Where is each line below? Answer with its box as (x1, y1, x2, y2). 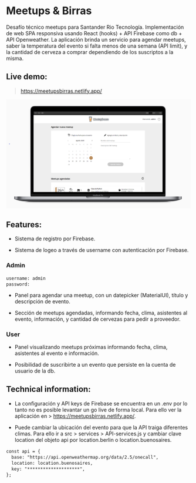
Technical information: (6, 384, 91, 394)
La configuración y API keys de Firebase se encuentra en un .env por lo (14, 400, 188, 407)
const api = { (6, 448, 41, 454)
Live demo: (6, 72, 48, 82)
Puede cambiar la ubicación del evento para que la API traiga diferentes (14, 424, 188, 431)
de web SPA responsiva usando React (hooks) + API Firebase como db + (6, 29, 183, 36)
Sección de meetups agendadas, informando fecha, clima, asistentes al (14, 309, 188, 316)
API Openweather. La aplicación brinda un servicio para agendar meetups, (6, 36, 186, 43)
